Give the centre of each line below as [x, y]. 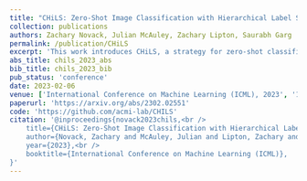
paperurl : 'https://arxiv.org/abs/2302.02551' [100, 103]
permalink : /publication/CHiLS [69, 43]
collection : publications [58, 27]
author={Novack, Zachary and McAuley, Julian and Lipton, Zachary [155, 137]
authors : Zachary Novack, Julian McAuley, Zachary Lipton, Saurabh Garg [151, 35]
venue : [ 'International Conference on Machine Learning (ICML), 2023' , [148, 94]
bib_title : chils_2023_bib [61, 69]
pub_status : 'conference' [58, 78]
